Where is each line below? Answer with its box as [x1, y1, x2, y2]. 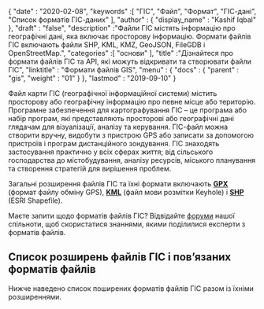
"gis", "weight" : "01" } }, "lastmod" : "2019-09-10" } [8, 74, 177, 83]
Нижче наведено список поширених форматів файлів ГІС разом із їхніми [8, 283, 255, 293]
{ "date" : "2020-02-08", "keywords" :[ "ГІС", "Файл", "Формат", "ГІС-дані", [8, 7, 257, 16]
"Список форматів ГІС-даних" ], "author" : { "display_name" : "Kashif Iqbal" [8, 15, 256, 24]
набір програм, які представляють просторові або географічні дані [8, 114, 235, 123]
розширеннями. [8, 292, 61, 301]
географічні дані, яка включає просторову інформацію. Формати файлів [8, 31, 251, 41]
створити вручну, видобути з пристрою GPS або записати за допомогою [8, 131, 255, 140]
